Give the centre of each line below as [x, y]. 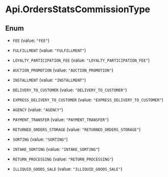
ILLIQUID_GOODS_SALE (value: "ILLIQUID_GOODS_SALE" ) [67, 169]
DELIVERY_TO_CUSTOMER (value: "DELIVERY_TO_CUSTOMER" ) [70, 90]
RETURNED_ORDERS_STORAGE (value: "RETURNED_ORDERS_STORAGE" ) [77, 129]
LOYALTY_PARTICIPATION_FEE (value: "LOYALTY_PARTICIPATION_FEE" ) [81, 60]
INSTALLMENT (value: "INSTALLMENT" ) [49, 80]
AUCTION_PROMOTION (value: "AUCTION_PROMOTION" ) [63, 70]
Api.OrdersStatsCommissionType [78, 9]
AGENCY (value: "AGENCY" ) [38, 110]
